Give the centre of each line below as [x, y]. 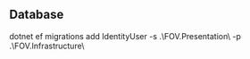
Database [37, 15]
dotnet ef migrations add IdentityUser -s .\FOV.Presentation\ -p [125, 36]
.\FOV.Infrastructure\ [47, 46]
